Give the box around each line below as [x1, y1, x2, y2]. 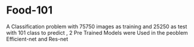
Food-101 [6, 4, 53, 17]
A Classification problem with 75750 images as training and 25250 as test [6, 23, 187, 30]
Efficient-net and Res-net [6, 35, 69, 42]
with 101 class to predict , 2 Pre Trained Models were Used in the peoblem [6, 29, 188, 36]
